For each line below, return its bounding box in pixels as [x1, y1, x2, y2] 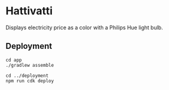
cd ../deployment [5, 73, 49, 79]
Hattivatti [5, 4, 53, 18]
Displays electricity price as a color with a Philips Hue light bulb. [5, 24, 164, 31]
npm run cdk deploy [5, 77, 54, 84]
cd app [5, 57, 22, 63]
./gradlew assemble [5, 62, 54, 68]
